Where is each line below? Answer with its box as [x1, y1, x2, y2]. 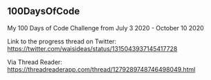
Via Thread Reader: [7, 58, 62, 66]
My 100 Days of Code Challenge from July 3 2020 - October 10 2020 [7, 23, 204, 32]
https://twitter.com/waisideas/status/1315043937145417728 [7, 44, 178, 52]
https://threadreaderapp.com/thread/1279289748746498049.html [7, 65, 196, 73]
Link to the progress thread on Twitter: [7, 37, 117, 46]
